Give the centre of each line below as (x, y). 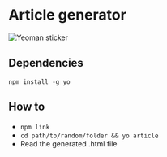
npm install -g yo (39, 82)
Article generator (68, 15)
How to (27, 107)
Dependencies (46, 63)
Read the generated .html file (69, 143)
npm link (35, 127)
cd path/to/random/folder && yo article (89, 136)
